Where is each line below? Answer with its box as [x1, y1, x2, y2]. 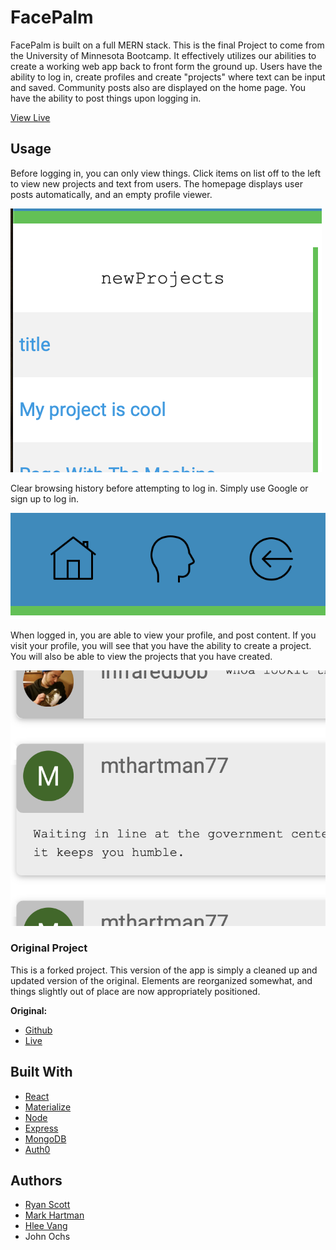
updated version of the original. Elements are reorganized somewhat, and [10, 974, 313, 986]
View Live [10, 111, 51, 123]
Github [24, 1024, 53, 1036]
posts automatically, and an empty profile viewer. [10, 188, 213, 200]
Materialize [24, 1101, 72, 1113]
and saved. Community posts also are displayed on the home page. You [10, 81, 307, 93]
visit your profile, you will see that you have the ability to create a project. [10, 640, 312, 652]
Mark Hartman [24, 1209, 85, 1221]
